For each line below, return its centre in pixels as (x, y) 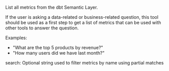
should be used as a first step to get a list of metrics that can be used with (83, 23)
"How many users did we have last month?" (58, 53)
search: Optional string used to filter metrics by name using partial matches (84, 63)
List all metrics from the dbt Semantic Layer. (52, 7)
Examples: (16, 38)
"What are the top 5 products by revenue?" (58, 47)
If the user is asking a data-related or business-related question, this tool (82, 17)
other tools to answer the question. (42, 28)
